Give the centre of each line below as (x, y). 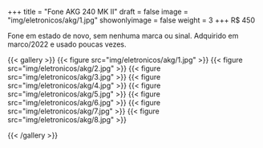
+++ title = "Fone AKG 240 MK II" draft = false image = (98, 12)
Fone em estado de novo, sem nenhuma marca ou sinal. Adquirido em (123, 36)
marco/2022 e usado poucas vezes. (67, 44)
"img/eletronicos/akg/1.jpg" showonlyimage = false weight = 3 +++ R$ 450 (131, 20)
